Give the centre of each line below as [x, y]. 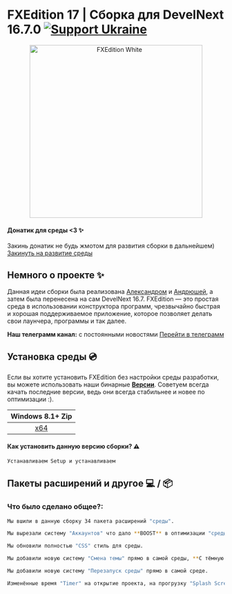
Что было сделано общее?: [55, 507]
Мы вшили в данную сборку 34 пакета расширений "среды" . [91, 521]
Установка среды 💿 [52, 357]
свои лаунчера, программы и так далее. [67, 321]
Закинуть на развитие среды [50, 253]
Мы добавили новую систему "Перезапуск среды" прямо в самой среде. [108, 571]
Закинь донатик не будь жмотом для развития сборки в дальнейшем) [111, 246]
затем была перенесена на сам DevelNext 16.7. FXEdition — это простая [113, 299]
